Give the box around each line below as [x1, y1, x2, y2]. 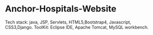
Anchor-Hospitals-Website [5, 3, 117, 14]
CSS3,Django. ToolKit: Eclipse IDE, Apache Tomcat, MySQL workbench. [5, 24, 149, 30]
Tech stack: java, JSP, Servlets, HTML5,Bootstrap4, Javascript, [5, 19, 132, 25]
